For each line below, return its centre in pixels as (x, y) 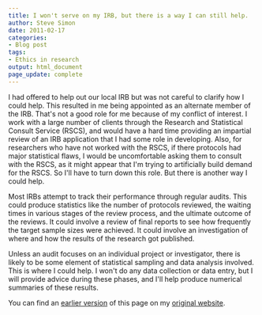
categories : (28, 38)
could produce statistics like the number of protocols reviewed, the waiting (130, 205)
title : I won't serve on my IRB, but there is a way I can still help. (128, 15)
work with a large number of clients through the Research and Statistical (125, 122)
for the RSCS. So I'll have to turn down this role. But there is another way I (128, 173)
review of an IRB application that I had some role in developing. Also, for (125, 139)
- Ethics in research (44, 60)
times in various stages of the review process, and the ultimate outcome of (130, 213)
